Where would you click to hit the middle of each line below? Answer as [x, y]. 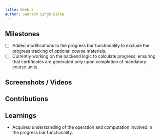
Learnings [21, 115]
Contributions [27, 99]
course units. [25, 67]
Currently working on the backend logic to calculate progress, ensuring [84, 56]
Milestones [22, 34]
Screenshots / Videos [39, 82]
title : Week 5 [20, 10]
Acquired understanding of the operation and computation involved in [82, 127]
